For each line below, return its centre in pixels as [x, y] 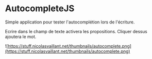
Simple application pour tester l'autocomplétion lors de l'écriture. [70, 22]
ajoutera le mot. [21, 37]
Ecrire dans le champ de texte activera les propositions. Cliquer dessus [76, 31]
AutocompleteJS [40, 9]
